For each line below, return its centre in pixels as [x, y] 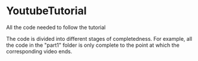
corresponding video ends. [39, 51]
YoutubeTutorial [47, 11]
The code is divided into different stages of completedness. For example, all [99, 38]
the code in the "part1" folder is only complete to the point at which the [93, 45]
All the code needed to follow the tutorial [56, 27]
